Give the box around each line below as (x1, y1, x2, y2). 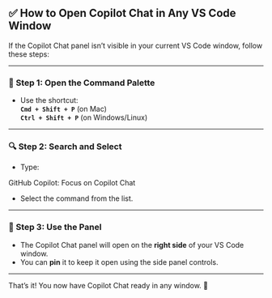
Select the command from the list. (19, 194, 134, 203)
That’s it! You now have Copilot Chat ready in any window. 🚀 (8, 280, 209, 290)
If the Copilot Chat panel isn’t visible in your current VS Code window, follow (8, 40, 263, 50)
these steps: (8, 49, 50, 59)
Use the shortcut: (19, 96, 79, 105)
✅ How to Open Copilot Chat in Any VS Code (8, 6, 236, 20)
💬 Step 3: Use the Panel (8, 222, 102, 233)
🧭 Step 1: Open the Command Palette (8, 77, 155, 88)
